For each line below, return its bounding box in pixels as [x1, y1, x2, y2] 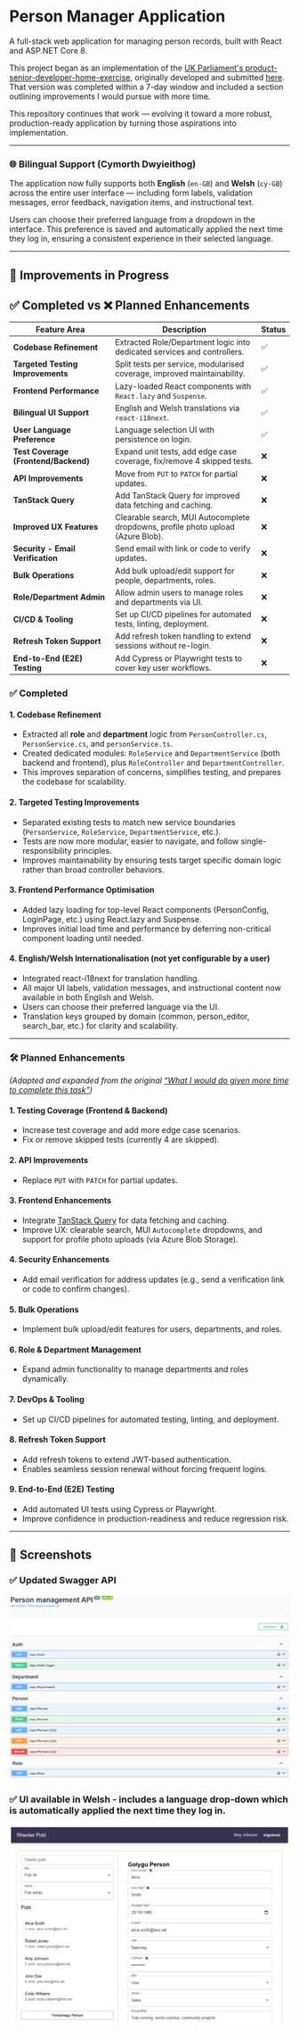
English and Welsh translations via [115, 402, 240, 413]
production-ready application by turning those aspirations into [9, 118, 238, 128]
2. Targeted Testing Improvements [9, 797, 140, 807]
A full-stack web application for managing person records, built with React [9, 36, 282, 46]
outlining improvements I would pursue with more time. [9, 91, 211, 102]
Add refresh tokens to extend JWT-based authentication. [21, 1454, 231, 1465]
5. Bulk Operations [9, 1304, 79, 1315]
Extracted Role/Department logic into [115, 337, 251, 348]
